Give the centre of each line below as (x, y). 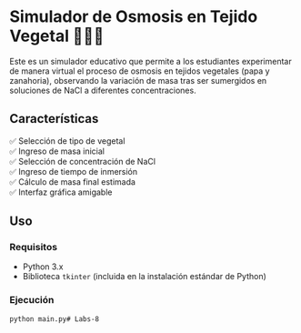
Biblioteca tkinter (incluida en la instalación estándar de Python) (144, 277)
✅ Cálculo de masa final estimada (73, 182)
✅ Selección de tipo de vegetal (67, 141)
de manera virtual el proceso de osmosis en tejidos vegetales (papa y (140, 71)
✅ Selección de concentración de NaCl (83, 161)
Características (54, 119)
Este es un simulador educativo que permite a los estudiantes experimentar (151, 61)
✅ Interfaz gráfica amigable (61, 192)
